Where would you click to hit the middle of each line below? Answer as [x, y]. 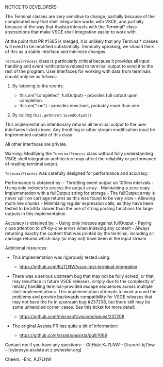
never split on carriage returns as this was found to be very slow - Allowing [80, 198]
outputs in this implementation [35, 214]
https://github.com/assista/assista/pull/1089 [63, 335]
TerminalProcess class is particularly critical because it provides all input [77, 61]
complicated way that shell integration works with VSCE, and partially [74, 22]
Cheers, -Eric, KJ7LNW [28, 359]
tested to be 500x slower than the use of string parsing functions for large [79, 209]
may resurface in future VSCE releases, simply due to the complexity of [83, 281]
